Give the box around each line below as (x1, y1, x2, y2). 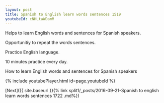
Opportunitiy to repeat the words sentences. (5, 40, 96, 46)
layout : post (5, 7, 32, 12)
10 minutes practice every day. (5, 59, 68, 65)
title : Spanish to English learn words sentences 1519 (5, 12, 121, 17)
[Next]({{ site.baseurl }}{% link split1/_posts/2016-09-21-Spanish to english (5, 88, 159, 94)
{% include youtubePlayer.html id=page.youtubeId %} (5, 78, 116, 84)
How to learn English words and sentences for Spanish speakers (5, 68, 138, 74)
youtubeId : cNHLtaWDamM (5, 16, 55, 21)
